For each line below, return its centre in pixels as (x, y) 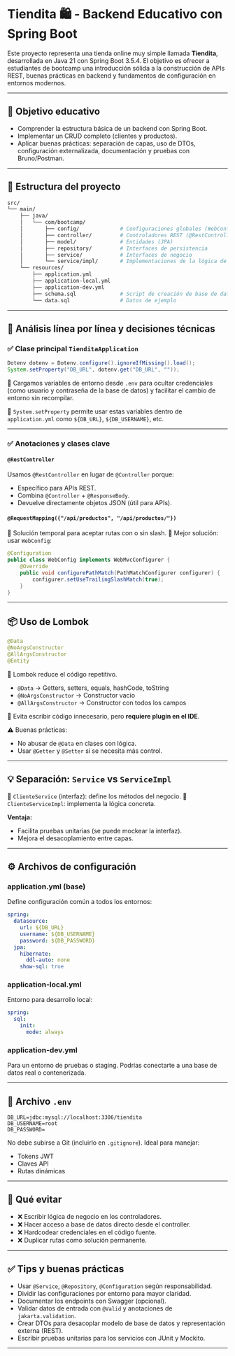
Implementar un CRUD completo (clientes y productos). (97, 136)
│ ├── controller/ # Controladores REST (101, 235)
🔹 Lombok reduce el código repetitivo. (62, 674)
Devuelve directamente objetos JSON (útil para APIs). (95, 503)
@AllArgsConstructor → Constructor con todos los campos (102, 702)
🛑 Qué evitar (35, 1200)
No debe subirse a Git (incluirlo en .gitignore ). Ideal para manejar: (104, 1143)
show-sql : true (42, 967)
